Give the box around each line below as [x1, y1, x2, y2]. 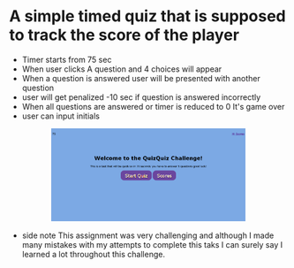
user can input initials [21, 111, 100, 121]
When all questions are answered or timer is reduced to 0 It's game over [21, 101, 285, 111]
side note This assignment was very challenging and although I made [21, 230, 275, 241]
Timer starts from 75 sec [21, 54, 112, 65]
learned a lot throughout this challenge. [21, 249, 166, 260]
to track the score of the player [9, 25, 240, 45]
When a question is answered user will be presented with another [21, 73, 260, 83]
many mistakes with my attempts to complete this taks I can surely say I [21, 240, 283, 250]
